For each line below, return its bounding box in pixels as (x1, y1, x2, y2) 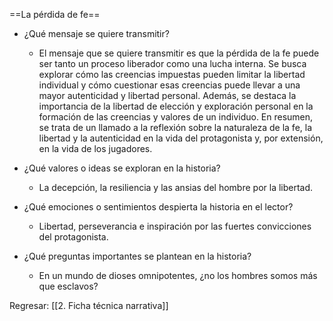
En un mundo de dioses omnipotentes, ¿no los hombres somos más (38, 270, 318, 281)
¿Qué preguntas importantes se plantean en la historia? (23, 250, 252, 262)
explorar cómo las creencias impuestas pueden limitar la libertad (38, 69, 306, 80)
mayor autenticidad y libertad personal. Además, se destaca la (38, 90, 297, 101)
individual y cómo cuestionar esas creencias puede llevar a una (38, 79, 301, 91)
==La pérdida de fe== (9, 9, 101, 20)
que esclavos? (38, 280, 99, 292)
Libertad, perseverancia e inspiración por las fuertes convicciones (38, 220, 312, 232)
